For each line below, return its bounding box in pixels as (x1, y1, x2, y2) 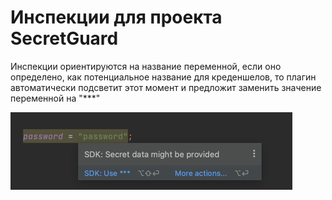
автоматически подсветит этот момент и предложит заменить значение (10, 81, 322, 93)
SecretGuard (10, 27, 119, 50)
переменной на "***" (10, 92, 101, 104)
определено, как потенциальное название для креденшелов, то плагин (10, 71, 317, 83)
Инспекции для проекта (10, 6, 223, 29)
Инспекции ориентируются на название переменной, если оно (10, 60, 282, 72)
